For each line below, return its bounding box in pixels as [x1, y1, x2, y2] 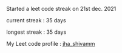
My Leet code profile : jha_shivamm [6, 40, 95, 47]
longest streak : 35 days [6, 28, 67, 36]
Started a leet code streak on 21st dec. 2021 [6, 5, 117, 12]
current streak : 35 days [6, 17, 66, 23]
